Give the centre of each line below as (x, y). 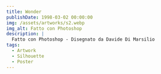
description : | (25, 34)
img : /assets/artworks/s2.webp (46, 23)
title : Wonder (24, 12)
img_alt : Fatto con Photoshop (44, 28)
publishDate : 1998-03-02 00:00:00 (50, 17)
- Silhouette (28, 56)
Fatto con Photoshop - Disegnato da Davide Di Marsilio (83, 39)
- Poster (23, 61)
